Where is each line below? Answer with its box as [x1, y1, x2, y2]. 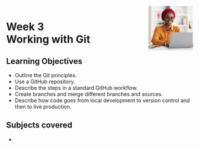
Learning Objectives [6, 56, 83, 66]
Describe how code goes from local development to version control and [14, 97, 190, 104]
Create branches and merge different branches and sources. [14, 91, 163, 97]
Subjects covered [6, 120, 73, 130]
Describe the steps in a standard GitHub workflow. [14, 84, 138, 91]
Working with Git [6, 32, 91, 46]
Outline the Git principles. [14, 72, 77, 79]
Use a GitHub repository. [14, 78, 75, 85]
